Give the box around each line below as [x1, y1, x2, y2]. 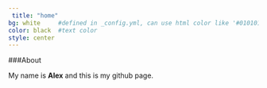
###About [8, 55, 42, 65]
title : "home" [11, 11, 59, 20]
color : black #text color [8, 26, 98, 34]
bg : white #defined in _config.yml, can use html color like [8, 19, 229, 27]
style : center [8, 33, 56, 42]
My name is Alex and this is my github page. [8, 71, 153, 80]
